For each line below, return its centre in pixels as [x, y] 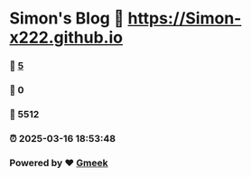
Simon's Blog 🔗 [67, 19]
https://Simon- [185, 19]
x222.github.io [66, 37]
